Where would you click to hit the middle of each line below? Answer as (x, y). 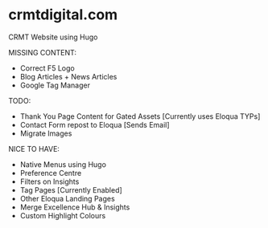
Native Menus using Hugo (63, 164)
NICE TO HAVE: (34, 149)
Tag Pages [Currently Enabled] (71, 189)
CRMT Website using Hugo (53, 37)
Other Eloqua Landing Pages (67, 198)
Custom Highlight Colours (63, 215)
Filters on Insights (49, 181)
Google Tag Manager (55, 85)
